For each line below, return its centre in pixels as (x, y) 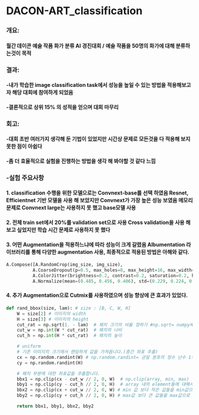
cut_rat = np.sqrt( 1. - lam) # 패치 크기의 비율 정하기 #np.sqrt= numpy (104, 325)
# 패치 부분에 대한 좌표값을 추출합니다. (59, 374)
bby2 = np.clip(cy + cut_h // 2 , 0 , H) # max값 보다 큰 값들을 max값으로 (104, 395)
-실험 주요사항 (25, 177)
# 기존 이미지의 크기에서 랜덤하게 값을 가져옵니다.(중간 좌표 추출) (87, 352)
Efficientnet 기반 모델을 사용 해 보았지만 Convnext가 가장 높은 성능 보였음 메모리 (99, 200)
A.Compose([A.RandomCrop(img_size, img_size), (65, 265)
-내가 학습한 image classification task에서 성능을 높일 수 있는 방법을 (86, 85)
